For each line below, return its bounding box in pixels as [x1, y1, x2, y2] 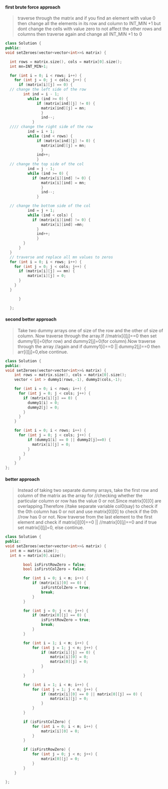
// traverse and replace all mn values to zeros [10, 254, 113, 259]
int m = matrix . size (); [10, 548, 59, 553]
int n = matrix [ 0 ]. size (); [10, 553, 66, 558]
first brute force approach [5, 4, 61, 10]
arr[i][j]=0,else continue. [17, 349, 69, 355]
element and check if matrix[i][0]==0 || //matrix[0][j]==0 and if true [17, 519, 157, 525]
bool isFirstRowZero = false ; [23, 562, 86, 567]
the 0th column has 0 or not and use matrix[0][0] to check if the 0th [17, 508, 158, 514]
